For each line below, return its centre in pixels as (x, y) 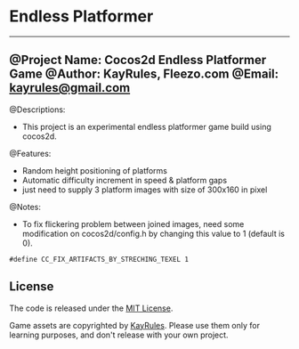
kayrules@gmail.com (70, 88)
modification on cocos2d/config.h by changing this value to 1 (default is (153, 233)
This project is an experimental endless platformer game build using (146, 126)
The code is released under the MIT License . (91, 308)
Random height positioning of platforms (94, 170)
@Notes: (25, 207)
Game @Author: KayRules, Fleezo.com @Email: (144, 74)
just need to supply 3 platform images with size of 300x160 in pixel (145, 190)
